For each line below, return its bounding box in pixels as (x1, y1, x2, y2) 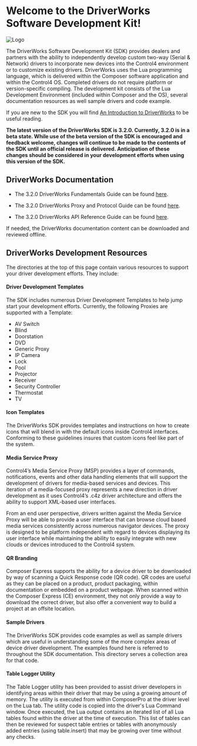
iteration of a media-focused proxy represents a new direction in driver (6, 486, 178, 493)
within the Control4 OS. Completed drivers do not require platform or (6, 78, 173, 86)
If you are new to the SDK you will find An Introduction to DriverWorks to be (6, 109, 189, 116)
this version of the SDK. (6, 158, 66, 165)
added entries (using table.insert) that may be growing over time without (6, 727, 182, 734)
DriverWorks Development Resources (6, 248, 148, 258)
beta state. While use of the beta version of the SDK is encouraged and (6, 132, 183, 139)
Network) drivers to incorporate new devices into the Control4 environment (6, 60, 189, 67)
